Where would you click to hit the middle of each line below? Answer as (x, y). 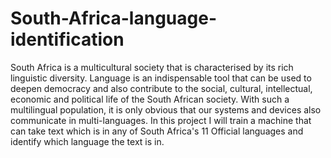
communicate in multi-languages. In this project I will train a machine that (161, 120)
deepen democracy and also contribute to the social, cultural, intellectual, (161, 88)
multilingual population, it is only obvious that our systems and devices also (166, 109)
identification (67, 39)
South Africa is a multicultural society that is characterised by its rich (152, 67)
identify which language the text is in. (87, 141)
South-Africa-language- (113, 18)
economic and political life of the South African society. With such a (150, 99)
